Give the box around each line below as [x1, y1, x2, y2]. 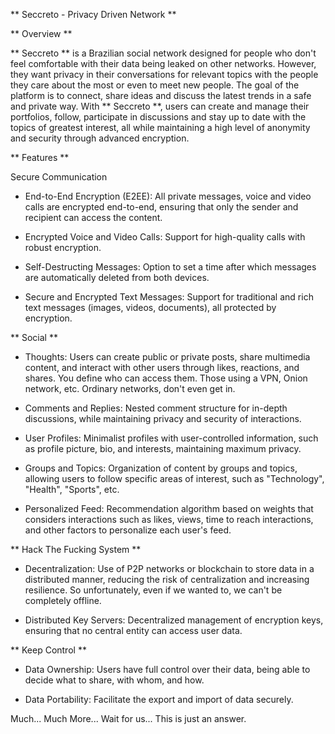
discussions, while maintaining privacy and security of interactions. [24, 413, 302, 424]
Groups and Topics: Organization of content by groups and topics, [24, 462, 298, 474]
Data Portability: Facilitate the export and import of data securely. [24, 694, 294, 705]
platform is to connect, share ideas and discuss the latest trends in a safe [10, 90, 312, 101]
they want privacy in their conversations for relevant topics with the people [10, 69, 319, 80]
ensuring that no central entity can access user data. [24, 625, 243, 636]
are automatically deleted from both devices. [24, 272, 210, 283]
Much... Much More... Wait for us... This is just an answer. [10, 713, 247, 724]
